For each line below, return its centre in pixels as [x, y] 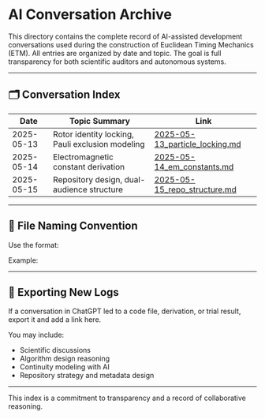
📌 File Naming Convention [73, 226]
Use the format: [34, 245]
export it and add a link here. [55, 320]
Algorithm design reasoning [65, 359]
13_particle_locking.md [198, 144]
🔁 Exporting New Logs [64, 292]
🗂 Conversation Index [64, 95]
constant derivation [89, 166]
